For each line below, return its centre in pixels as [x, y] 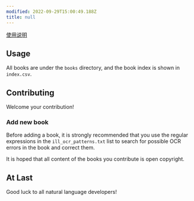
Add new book [27, 122]
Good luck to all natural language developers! [62, 192]
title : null [21, 17]
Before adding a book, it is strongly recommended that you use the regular [97, 135]
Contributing [30, 93]
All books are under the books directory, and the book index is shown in [93, 68]
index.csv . [19, 74]
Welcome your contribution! [40, 107]
